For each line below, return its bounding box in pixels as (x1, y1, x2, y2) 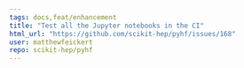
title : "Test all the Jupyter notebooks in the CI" (9, 21, 204, 30)
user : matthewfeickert (9, 37, 93, 47)
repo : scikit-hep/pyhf (9, 46, 93, 55)
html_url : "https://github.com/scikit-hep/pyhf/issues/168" (9, 29, 237, 38)
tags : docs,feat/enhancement (9, 12, 117, 22)
